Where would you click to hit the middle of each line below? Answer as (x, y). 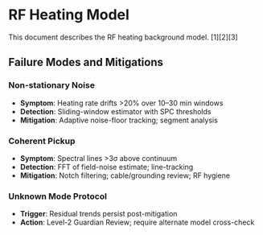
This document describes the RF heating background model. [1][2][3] (123, 37)
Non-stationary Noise (51, 85)
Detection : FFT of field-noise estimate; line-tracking (107, 167)
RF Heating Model (69, 15)
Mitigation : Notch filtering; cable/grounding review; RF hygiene (125, 175)
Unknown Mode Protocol (58, 196)
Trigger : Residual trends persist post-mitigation (99, 214)
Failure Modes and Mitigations (86, 62)
